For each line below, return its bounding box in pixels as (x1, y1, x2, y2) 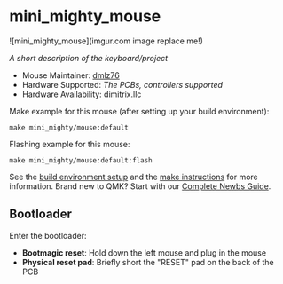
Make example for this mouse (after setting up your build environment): (9, 106, 270, 116)
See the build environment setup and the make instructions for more (9, 171, 259, 182)
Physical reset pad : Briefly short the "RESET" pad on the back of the (21, 256, 275, 267)
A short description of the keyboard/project (9, 52, 169, 63)
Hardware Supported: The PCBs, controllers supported (21, 79, 224, 90)
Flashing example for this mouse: (9, 138, 130, 149)
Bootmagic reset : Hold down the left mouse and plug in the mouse (21, 247, 267, 258)
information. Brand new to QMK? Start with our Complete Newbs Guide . (9, 180, 271, 192)
